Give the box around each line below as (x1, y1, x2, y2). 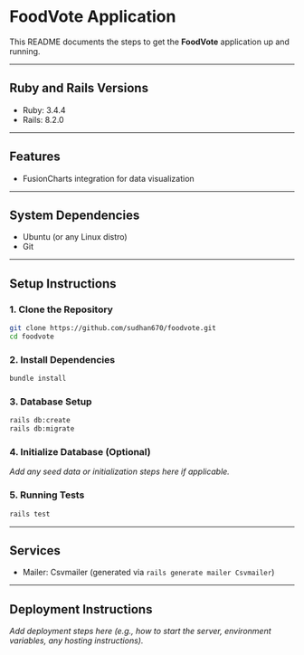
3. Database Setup (9, 395, 92, 408)
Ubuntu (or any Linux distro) (22, 232, 128, 242)
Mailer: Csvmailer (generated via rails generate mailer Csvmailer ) (22, 567, 275, 578)
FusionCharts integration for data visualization (22, 173, 195, 184)
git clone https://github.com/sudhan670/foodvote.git (9, 324, 217, 333)
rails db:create (9, 416, 71, 425)
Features (9, 149, 61, 165)
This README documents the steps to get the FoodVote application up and (9, 36, 290, 47)
